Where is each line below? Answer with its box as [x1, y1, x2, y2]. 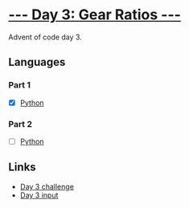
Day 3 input [19, 190, 59, 200]
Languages [8, 55, 66, 69]
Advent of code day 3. [8, 32, 82, 42]
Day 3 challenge [19, 181, 75, 191]
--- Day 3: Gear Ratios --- [8, 6, 181, 24]
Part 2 [8, 118, 33, 129]
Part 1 [8, 80, 31, 91]
